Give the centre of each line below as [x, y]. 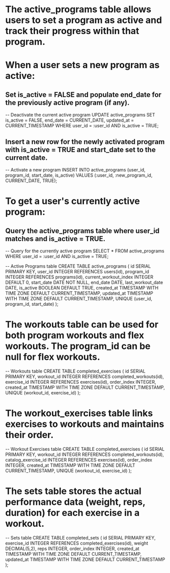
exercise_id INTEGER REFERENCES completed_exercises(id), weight [77, 543]
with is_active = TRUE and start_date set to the [81, 149]
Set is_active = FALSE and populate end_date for [83, 94]
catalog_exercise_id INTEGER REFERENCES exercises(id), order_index [79, 460]
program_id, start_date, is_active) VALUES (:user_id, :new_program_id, [79, 175]
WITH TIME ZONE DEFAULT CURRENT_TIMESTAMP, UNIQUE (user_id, [79, 298]
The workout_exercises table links [79, 413]
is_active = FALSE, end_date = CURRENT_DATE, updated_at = [70, 120]
